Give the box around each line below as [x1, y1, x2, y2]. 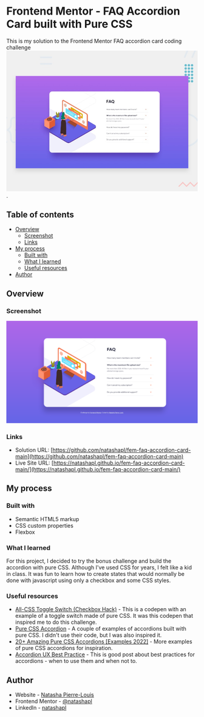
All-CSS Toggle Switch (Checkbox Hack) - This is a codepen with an [15, 606, 186, 613]
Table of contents [6, 209, 74, 220]
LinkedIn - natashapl [15, 704, 67, 712]
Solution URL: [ [15, 446, 53, 454]
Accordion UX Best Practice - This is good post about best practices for [15, 651, 195, 658]
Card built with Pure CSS [6, 17, 133, 31]
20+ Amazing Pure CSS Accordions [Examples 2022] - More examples [15, 638, 192, 645]
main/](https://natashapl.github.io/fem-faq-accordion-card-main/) [15, 466, 181, 473]
